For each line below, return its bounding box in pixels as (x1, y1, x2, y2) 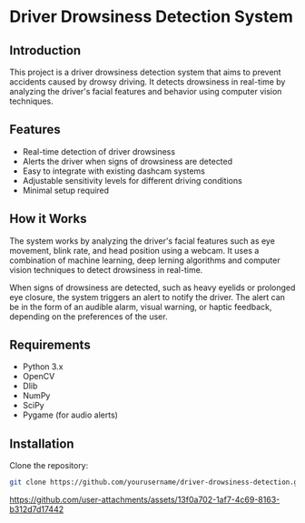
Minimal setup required (22, 185, 110, 196)
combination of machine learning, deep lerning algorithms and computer (9, 255, 280, 266)
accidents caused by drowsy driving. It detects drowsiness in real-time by (9, 76, 286, 87)
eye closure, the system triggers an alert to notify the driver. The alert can (9, 291, 286, 302)
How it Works (9, 211, 87, 226)
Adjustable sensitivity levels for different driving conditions (22, 175, 242, 186)
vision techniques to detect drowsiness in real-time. (9, 264, 203, 275)
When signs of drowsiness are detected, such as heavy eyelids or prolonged (9, 282, 296, 293)
